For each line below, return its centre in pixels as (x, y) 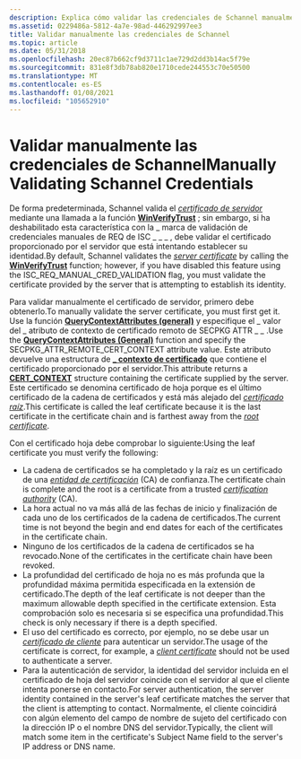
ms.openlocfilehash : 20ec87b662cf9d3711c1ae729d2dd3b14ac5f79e (130, 59)
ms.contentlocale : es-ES (56, 84)
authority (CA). (50, 499)
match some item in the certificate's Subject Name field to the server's (153, 737)
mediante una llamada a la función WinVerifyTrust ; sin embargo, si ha (140, 218)
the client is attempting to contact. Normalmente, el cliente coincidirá (150, 709)
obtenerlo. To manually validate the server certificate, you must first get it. (145, 311)
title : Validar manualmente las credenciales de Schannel (120, 34)
